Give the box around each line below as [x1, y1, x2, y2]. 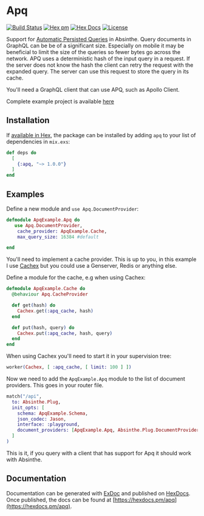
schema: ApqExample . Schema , [17, 410, 88, 416]
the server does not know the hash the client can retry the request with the [6, 61, 194, 69]
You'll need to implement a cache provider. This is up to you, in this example [6, 256, 197, 263]
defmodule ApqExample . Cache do [6, 286, 86, 292]
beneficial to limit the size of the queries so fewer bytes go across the [6, 48, 181, 55]
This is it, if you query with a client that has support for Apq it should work [6, 449, 191, 457]
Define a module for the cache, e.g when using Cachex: [6, 274, 146, 281]
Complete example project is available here [6, 98, 114, 105]
